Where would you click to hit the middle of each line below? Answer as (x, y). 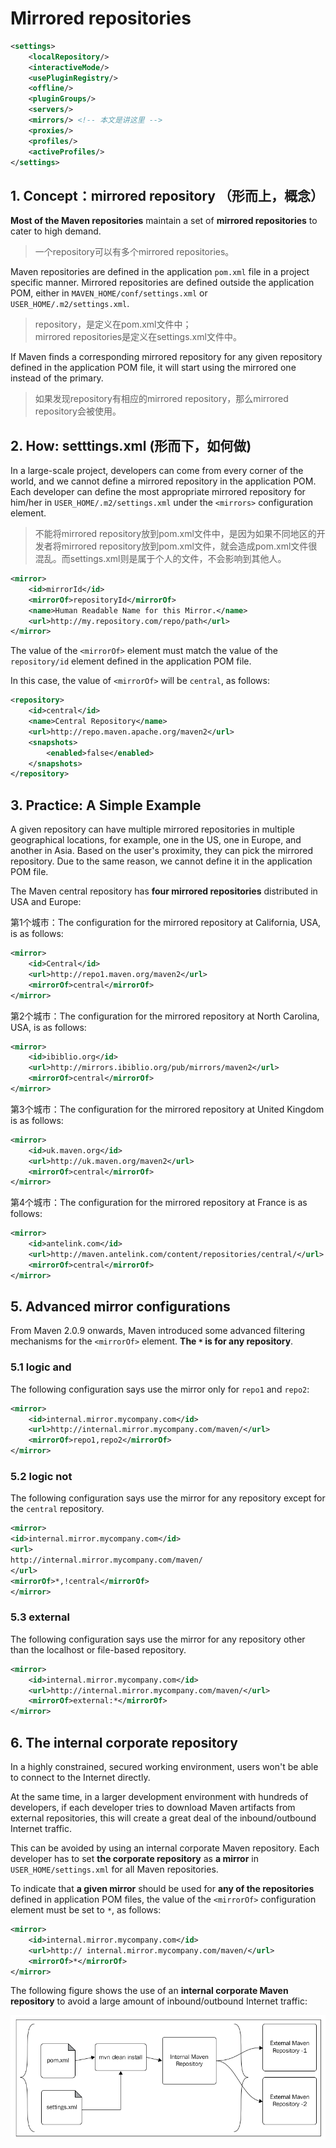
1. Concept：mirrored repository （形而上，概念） (167, 195)
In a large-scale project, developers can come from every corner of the (157, 471)
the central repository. (57, 1509)
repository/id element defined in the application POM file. (131, 661)
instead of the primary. (57, 378)
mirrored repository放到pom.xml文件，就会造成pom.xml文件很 (189, 546)
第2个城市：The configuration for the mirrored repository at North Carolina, (165, 1016)
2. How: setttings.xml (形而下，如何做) (131, 445)
